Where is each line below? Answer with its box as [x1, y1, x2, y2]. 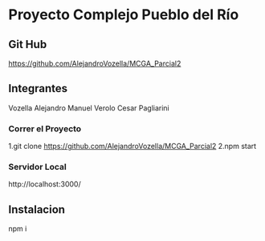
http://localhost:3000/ [8, 179, 82, 189]
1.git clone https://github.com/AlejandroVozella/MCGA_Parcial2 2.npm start [8, 142, 257, 151]
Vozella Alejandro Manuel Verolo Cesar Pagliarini [8, 102, 170, 113]
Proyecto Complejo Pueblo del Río [8, 6, 239, 24]
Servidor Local [8, 162, 67, 173]
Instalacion [8, 203, 66, 216]
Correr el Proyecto [8, 123, 82, 134]
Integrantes [8, 82, 68, 95]
